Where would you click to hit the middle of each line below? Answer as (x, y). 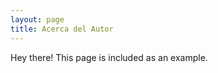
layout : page (37, 19)
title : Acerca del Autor (62, 29)
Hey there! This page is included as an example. (109, 57)
